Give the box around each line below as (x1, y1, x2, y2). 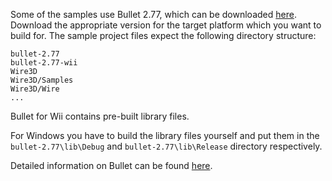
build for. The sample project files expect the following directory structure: (10, 30, 317, 41)
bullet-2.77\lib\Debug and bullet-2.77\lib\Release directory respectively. (10, 140, 323, 152)
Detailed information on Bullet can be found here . (10, 160, 213, 171)
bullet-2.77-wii (10, 58, 78, 68)
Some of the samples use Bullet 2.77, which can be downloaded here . (10, 9, 297, 20)
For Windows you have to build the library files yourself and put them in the (10, 130, 320, 141)
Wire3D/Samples (10, 75, 74, 85)
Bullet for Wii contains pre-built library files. (10, 110, 190, 122)
